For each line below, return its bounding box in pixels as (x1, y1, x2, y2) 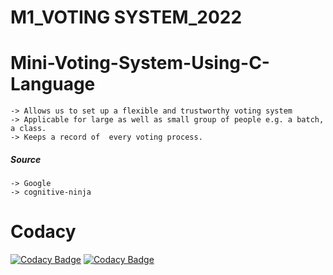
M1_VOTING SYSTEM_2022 (10, 6, 243, 29)
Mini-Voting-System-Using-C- (10, 52, 270, 75)
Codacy (10, 221, 77, 243)
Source (10, 153, 42, 165)
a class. (10, 124, 47, 134)
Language (10, 73, 96, 96)
